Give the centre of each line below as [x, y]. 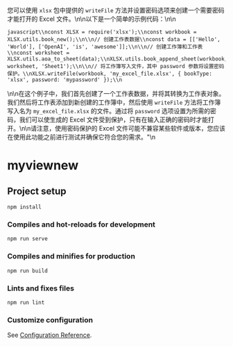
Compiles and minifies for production [71, 256]
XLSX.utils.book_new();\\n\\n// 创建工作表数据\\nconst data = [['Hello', [114, 40]
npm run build [28, 271]
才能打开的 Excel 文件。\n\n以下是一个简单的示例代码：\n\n [92, 19]
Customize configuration [50, 320]
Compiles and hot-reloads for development [81, 224]
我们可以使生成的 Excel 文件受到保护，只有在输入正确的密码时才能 [114, 120]
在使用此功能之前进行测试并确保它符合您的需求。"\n [81, 137]
